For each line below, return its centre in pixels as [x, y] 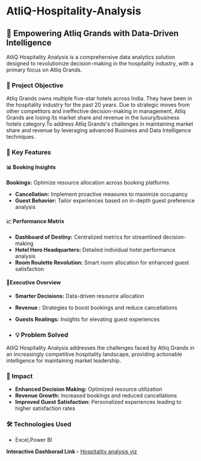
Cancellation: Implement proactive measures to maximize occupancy [101, 194]
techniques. [21, 137]
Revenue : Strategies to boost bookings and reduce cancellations [96, 307]
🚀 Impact [20, 376]
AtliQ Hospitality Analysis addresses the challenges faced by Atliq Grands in [100, 348]
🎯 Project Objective [35, 85]
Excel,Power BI [33, 439]
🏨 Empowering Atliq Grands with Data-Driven [92, 33]
